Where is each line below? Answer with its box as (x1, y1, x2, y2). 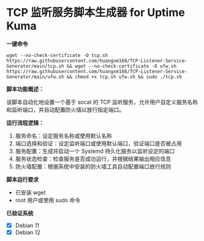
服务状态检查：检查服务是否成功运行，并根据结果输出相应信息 (15, 155, 172, 163)
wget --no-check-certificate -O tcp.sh (6, 52, 108, 58)
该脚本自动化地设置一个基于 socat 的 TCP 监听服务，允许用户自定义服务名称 (6, 98, 198, 105)
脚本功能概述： (6, 85, 44, 93)
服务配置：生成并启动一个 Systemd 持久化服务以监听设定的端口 (15, 147, 175, 155)
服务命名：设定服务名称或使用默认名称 (15, 132, 112, 139)
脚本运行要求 (6, 175, 39, 183)
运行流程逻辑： (6, 119, 44, 126)
